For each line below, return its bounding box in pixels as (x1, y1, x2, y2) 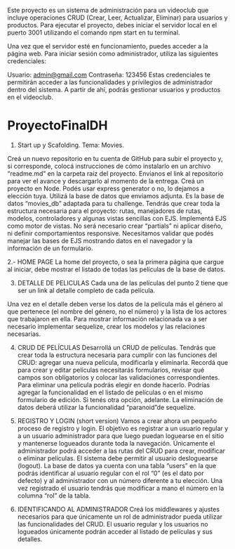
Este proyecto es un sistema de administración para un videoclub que (7, 6, 209, 14)
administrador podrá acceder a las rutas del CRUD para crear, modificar (17, 446, 226, 455)
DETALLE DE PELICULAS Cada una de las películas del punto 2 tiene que (17, 278, 229, 287)
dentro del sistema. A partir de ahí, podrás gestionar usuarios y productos (7, 86, 221, 93)
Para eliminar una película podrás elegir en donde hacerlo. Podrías (17, 380, 210, 389)
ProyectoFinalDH (7, 117, 108, 134)
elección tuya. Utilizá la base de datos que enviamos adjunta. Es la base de (7, 191, 224, 200)
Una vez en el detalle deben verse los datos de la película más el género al (7, 299, 223, 308)
